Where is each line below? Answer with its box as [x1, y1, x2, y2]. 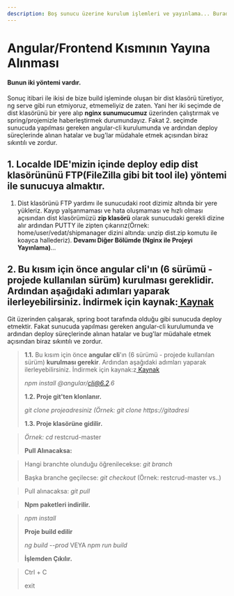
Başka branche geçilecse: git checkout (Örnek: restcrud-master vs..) [24, 473, 221, 482]
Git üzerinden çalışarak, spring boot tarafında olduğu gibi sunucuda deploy [7, 314, 222, 323]
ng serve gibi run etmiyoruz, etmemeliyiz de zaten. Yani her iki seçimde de [7, 102, 221, 110]
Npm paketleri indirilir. [24, 500, 91, 509]
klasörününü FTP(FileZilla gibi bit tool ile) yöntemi [7, 169, 227, 181]
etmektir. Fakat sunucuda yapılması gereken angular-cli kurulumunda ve [7, 322, 214, 330]
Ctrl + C [24, 567, 47, 576]
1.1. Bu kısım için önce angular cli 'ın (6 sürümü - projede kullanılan [24, 350, 214, 359]
